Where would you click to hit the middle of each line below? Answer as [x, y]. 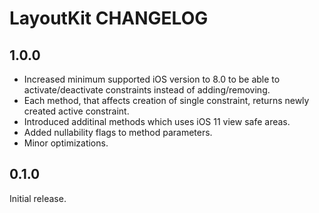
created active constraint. [76, 111]
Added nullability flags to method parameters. [118, 132]
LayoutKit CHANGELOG [109, 18]
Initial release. [38, 198]
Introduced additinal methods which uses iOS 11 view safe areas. [157, 121]
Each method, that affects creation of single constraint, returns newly [166, 100]
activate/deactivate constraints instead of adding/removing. [147, 90]
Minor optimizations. [66, 143]
